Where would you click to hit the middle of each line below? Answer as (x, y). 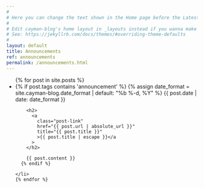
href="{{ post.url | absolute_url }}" (86, 126)
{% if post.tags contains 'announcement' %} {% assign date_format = (102, 86)
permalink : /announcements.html (47, 62)
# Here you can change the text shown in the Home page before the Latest (103, 18)
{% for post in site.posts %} (50, 80)
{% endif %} (36, 163)
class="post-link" (60, 121)
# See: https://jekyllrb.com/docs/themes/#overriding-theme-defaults (96, 35)
